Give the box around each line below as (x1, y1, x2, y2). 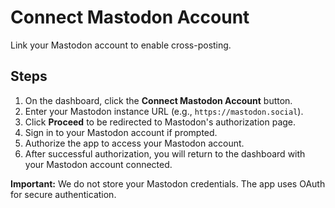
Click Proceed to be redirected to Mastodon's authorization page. (24, 116, 297, 128)
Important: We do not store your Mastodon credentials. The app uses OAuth (10, 177, 326, 190)
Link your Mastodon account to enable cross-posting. (10, 39, 232, 51)
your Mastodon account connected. (24, 158, 173, 170)
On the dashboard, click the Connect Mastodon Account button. (24, 94, 293, 106)
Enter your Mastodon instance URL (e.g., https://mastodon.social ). (24, 105, 304, 117)
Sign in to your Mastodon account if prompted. (24, 126, 218, 138)
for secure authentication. (10, 188, 117, 200)
